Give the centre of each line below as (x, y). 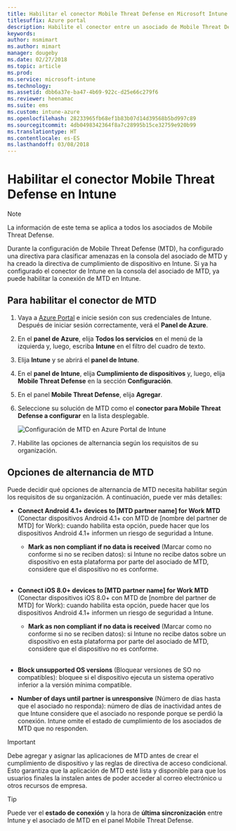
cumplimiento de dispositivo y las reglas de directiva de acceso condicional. (117, 763)
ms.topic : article (34, 66)
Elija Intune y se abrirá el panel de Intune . (78, 360)
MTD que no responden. (53, 728)
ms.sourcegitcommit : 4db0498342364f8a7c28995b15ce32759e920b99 (102, 125)
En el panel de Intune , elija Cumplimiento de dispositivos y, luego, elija (121, 373)
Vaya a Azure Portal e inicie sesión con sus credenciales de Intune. (114, 317)
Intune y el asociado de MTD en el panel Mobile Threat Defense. (100, 820)
